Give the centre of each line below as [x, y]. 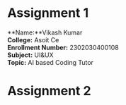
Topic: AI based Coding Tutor [51, 62]
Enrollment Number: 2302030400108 [63, 47]
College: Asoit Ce [33, 39]
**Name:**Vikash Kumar [45, 32]
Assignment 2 [49, 91]
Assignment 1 [48, 13]
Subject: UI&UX [30, 55]
